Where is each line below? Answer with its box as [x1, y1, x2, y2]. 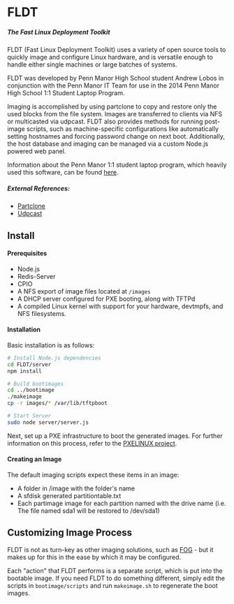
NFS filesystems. [17, 309, 66, 317]
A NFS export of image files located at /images [17, 287, 152, 295]
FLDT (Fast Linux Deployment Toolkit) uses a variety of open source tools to [7, 46, 226, 54]
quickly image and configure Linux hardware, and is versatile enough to [7, 53, 213, 62]
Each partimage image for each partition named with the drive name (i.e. [17, 499, 226, 507]
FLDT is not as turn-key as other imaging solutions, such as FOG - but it [7, 545, 214, 554]
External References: [7, 184, 70, 193]
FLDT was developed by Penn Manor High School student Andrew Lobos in [7, 74, 224, 83]
